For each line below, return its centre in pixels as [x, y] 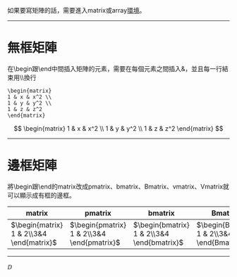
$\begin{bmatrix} [162, 225]
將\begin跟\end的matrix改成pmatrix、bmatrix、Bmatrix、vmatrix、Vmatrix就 [118, 186]
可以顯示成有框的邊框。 [41, 195]
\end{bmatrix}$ [158, 243]
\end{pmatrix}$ [95, 243]
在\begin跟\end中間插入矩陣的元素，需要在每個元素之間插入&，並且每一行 [115, 68]
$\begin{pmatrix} [98, 225]
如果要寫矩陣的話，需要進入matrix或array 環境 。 [77, 10]
